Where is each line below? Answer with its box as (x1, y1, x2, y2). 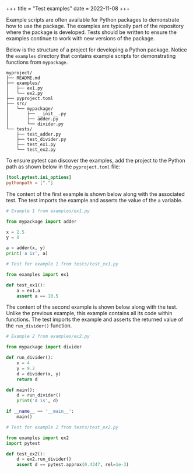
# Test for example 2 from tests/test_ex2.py (6, 424, 118, 430)
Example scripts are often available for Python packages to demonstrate (6, 16, 180, 23)
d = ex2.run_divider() (16, 456, 72, 462)
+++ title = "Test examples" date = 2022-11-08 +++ (6, 5, 130, 12)
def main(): (6, 387, 35, 393)
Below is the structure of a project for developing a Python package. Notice (6, 46, 188, 53)
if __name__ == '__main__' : (6, 409, 75, 415)
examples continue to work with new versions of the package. (6, 35, 156, 42)
